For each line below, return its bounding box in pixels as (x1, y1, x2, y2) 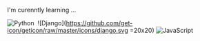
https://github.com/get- (66, 19, 133, 27)
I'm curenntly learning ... (7, 6, 77, 14)
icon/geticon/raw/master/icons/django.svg (7, 27, 129, 34)
